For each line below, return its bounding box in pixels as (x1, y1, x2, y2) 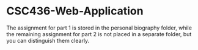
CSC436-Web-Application (6, 4, 144, 18)
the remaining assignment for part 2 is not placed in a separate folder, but (6, 30, 192, 37)
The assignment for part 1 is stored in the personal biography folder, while (6, 24, 193, 31)
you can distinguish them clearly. (6, 37, 90, 44)
